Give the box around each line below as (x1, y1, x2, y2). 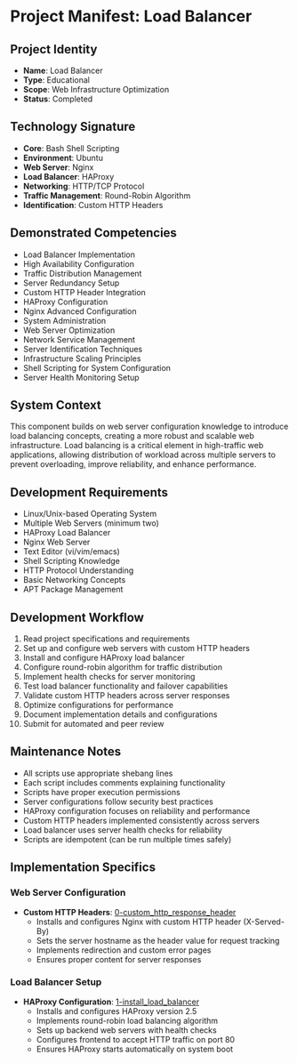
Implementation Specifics (10, 860, 157, 875)
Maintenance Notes (10, 745, 122, 760)
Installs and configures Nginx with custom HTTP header (36, 916, 242, 927)
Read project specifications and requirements (22, 633, 190, 644)
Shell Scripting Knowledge (22, 556, 121, 567)
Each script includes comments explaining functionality (22, 777, 226, 788)
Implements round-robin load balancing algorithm (36, 1015, 219, 1026)
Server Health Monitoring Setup (22, 372, 140, 383)
